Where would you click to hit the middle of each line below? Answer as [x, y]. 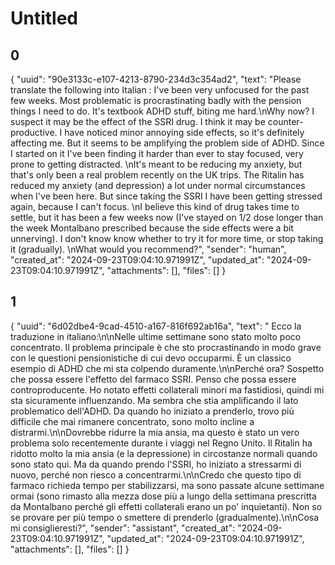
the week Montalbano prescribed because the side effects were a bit [152, 228]
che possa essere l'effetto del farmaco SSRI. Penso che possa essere [153, 379]
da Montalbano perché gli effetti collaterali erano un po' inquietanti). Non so [166, 506]
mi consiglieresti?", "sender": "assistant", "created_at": [123, 528]
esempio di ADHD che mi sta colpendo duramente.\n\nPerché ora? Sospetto [167, 368]
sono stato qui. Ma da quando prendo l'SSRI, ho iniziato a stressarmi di [156, 464]
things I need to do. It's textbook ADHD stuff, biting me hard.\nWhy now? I [162, 111]
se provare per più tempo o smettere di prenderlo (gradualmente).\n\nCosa [165, 517]
